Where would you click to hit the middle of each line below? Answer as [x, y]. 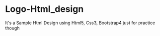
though [12, 28]
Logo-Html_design [44, 9]
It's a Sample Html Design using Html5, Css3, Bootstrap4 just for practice [80, 23]
